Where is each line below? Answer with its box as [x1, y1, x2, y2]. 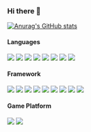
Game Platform [7, 102, 52, 110]
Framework [7, 70, 41, 78]
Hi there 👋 [7, 6, 42, 16]
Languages [7, 37, 40, 46]
